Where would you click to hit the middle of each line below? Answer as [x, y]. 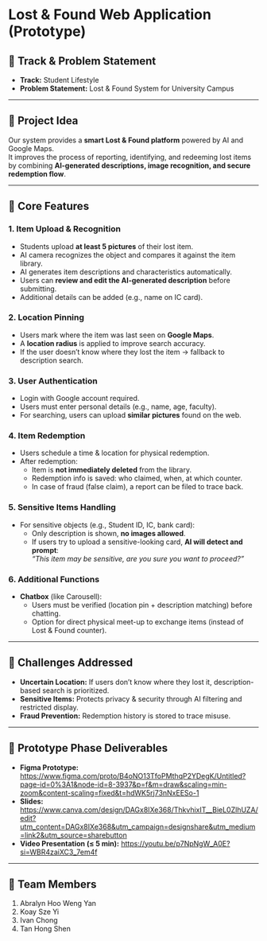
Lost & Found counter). [69, 630]
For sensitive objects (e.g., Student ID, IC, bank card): [107, 525]
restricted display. [49, 707]
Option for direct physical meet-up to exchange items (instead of [137, 621]
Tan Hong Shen [45, 929]
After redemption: [48, 461]
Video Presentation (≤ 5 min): [69, 843]
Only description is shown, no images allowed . [108, 533]
